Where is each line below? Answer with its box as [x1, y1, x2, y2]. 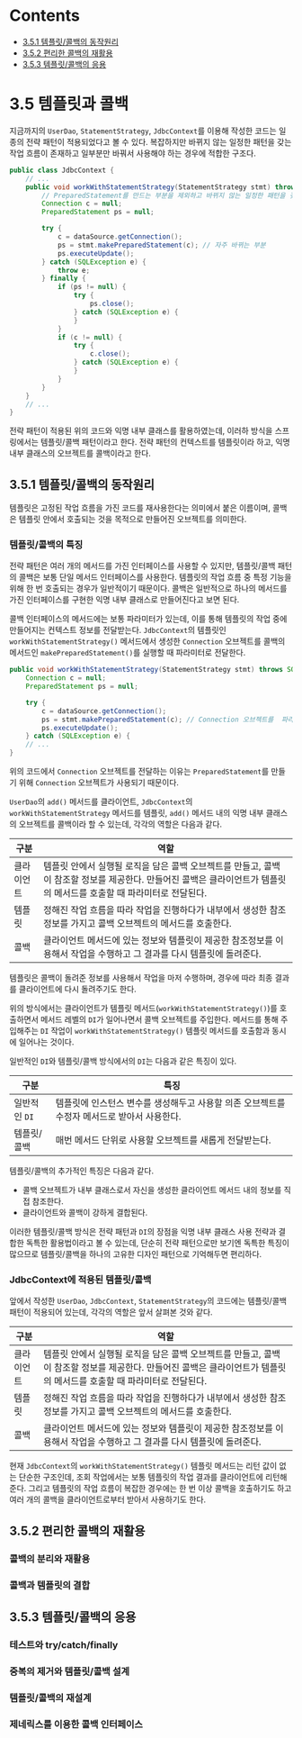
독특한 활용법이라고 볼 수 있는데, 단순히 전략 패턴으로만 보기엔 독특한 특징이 [25, 1237, 290, 1248]
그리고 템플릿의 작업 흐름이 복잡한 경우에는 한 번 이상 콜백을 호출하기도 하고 [28, 1483, 292, 1494]
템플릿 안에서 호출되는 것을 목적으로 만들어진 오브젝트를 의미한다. [18, 514, 247, 525]
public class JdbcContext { [9, 166, 115, 175]
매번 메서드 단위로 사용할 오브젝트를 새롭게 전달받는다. [55, 1134, 271, 1146]
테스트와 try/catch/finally [9, 1638, 119, 1651]
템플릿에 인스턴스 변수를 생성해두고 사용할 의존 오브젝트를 [55, 1097, 286, 1109]
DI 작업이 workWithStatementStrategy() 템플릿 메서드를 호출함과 [40, 1026, 271, 1036]
